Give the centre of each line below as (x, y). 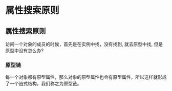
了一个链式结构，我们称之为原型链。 (44, 84)
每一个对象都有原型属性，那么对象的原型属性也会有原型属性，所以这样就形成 (86, 77)
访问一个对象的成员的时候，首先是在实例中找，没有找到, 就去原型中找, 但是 (84, 44)
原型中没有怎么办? (25, 51)
